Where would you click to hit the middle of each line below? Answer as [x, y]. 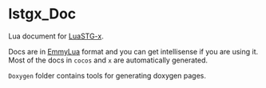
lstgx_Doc [42, 14]
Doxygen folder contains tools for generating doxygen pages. [107, 75]
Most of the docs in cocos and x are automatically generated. [108, 60]
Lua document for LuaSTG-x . [56, 36]
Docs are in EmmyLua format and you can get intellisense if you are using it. [133, 51]
